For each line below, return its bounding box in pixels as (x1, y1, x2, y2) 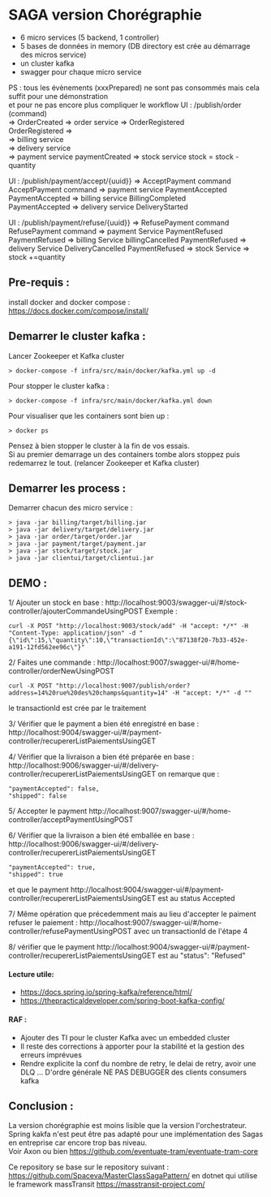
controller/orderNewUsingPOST (8, 666, 115, 676)
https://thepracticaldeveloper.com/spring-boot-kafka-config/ (19, 996, 226, 1005)
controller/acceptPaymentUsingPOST (8, 815, 134, 825)
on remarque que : (157, 769, 220, 779)
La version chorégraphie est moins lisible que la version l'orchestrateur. (8, 1121, 247, 1130)
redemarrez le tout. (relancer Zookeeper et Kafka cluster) (8, 458, 200, 467)
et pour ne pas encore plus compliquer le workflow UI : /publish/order (8, 100, 242, 110)
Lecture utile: (8, 969, 54, 979)
